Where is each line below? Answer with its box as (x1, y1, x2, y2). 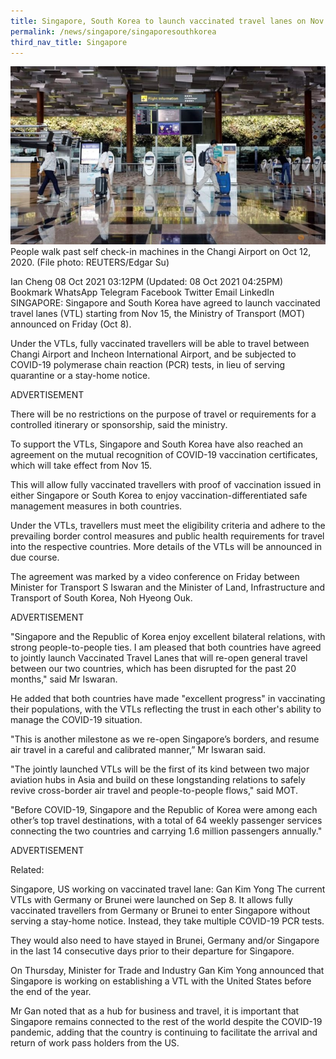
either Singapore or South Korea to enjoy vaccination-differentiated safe (10, 489, 308, 501)
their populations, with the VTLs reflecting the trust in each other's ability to (10, 703, 322, 715)
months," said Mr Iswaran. (10, 673, 118, 685)
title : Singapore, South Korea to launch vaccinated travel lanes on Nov (10, 16, 325, 26)
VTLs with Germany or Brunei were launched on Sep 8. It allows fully (10, 893, 293, 905)
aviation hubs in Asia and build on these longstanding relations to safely (10, 773, 306, 785)
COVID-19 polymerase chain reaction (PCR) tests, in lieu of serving (10, 358, 286, 370)
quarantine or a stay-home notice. (10, 369, 151, 381)
